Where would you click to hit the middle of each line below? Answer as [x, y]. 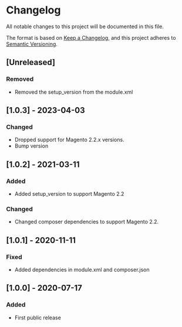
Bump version [31, 146]
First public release [38, 318]
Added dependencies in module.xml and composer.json [82, 270]
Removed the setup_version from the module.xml [74, 92]
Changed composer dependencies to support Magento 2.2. [87, 222]
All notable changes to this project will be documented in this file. [85, 26]
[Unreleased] [31, 62]
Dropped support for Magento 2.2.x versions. [69, 140]
